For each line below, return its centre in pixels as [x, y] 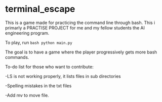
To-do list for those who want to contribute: [49, 67]
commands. [17, 57]
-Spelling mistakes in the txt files [38, 86]
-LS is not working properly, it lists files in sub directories [63, 76]
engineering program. [27, 33]
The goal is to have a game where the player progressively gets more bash [81, 52]
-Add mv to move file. [27, 95]
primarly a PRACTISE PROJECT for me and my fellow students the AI [75, 27]
